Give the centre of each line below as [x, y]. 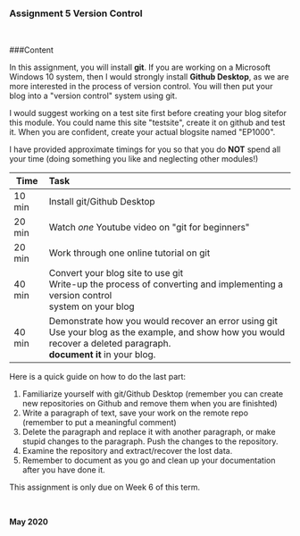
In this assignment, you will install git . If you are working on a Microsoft [140, 67]
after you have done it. [63, 470]
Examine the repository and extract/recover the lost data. [127, 451]
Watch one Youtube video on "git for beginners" [149, 228]
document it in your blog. [102, 355]
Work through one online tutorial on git [129, 253]
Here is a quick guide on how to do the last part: [97, 377]
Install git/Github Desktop [102, 202]
